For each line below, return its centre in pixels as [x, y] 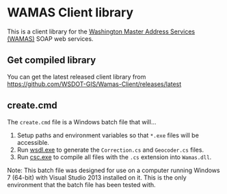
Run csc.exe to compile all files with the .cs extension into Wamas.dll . [114, 157]
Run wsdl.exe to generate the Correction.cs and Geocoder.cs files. [110, 150]
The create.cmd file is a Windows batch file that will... [82, 122]
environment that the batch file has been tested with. [81, 184]
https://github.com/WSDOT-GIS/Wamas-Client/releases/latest [94, 84]
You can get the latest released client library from [77, 77]
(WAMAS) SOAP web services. [50, 38]
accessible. [33, 142]
